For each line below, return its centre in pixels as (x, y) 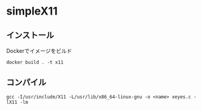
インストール (30, 35)
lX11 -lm (17, 102)
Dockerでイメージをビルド (39, 51)
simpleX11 (32, 11)
